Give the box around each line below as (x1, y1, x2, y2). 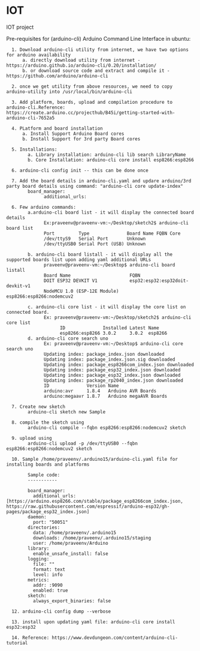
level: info (32, 571, 63, 578)
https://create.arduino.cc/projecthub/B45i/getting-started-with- (6, 109, 175, 116)
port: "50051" (32, 519, 68, 525)
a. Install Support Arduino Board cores (22, 130, 125, 137)
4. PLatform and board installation (11, 125, 103, 131)
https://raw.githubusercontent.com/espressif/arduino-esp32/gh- (6, 503, 170, 509)
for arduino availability (6, 52, 71, 58)
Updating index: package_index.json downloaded (44, 351, 165, 357)
